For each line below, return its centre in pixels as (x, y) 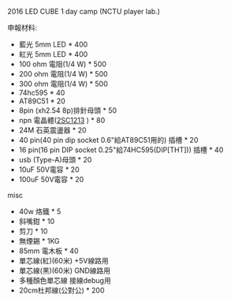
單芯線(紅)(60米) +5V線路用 (63, 261)
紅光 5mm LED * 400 (53, 54)
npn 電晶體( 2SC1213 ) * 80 (62, 120)
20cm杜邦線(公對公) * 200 (61, 290)
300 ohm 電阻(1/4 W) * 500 (63, 84)
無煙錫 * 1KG (39, 241)
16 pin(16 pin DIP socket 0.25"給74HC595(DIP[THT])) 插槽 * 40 (121, 150)
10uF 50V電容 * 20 (49, 170)
